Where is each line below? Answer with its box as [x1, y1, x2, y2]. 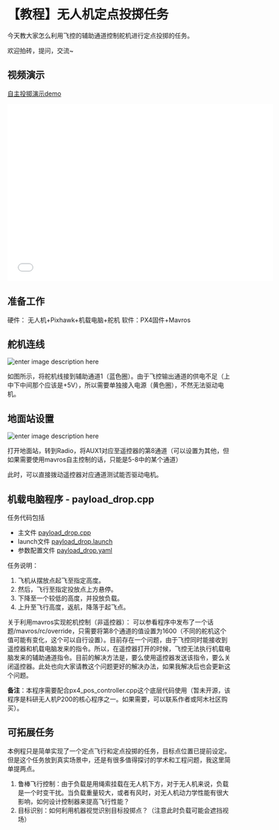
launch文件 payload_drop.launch [17, 537, 113, 546]
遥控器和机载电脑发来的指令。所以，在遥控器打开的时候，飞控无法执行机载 [7, 644, 224, 653]
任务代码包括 [7, 513, 45, 522]
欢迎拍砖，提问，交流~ [7, 46, 74, 55]
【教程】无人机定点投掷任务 [7, 6, 169, 23]
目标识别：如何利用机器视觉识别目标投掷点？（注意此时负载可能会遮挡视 [17, 806, 229, 814]
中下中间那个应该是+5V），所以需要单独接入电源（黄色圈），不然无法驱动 [7, 381, 218, 390]
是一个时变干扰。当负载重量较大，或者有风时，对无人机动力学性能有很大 [17, 788, 229, 797]
